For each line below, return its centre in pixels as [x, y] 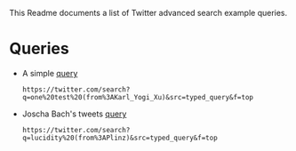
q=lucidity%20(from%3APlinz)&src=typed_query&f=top [120, 138]
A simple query [50, 73]
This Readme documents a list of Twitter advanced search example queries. [148, 13]
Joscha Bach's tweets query [74, 114]
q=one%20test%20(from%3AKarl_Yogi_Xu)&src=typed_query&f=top [138, 97]
